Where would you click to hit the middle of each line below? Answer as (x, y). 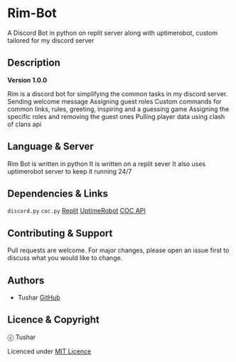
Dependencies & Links (58, 193)
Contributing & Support (60, 233)
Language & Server (50, 146)
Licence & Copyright (53, 320)
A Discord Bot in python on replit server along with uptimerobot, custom (113, 33)
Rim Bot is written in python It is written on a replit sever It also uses (107, 164)
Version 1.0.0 (27, 80)
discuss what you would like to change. (65, 258)
